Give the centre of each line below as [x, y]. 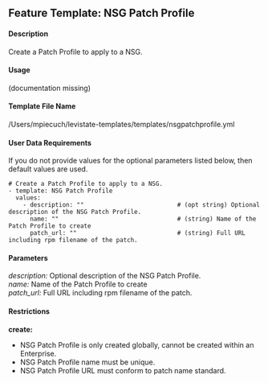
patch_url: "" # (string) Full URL [138, 233]
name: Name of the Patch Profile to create [78, 284]
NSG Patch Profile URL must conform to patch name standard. [123, 370]
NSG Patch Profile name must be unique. [87, 362]
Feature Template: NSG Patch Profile [102, 13]
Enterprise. [38, 353]
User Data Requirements [50, 142]
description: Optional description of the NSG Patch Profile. [105, 276]
